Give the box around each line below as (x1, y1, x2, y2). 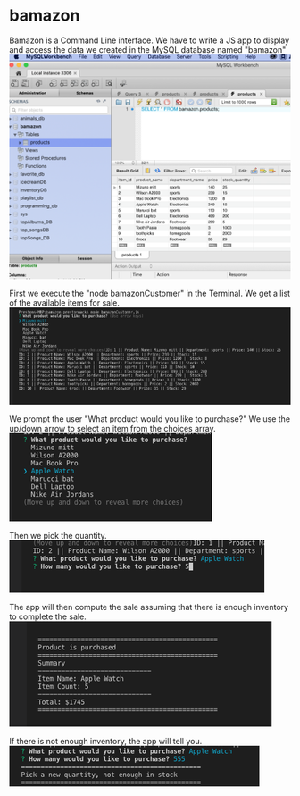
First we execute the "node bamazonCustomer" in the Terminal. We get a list (9, 288, 291, 298)
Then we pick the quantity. (9, 530, 107, 540)
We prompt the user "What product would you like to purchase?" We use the (9, 413, 291, 424)
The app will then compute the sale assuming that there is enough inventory (9, 601, 288, 612)
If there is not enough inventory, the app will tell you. (9, 735, 203, 746)
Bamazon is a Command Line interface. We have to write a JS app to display (9, 35, 290, 46)
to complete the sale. (9, 611, 87, 622)
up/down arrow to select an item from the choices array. (9, 423, 216, 433)
